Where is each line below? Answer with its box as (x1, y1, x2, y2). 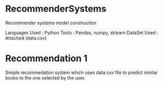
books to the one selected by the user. (5, 74, 86, 81)
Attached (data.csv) (5, 35, 47, 41)
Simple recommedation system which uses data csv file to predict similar (5, 69, 158, 75)
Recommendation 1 (5, 53, 88, 64)
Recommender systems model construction (5, 20, 96, 26)
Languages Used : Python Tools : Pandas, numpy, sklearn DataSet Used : (5, 29, 158, 35)
